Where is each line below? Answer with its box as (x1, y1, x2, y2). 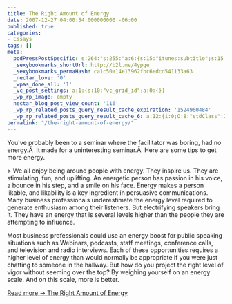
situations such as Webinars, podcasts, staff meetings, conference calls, (7, 238, 214, 247)
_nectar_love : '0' (13, 74, 67, 82)
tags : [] (7, 42, 32, 49)
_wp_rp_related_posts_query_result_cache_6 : (13, 113, 144, 120)
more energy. (7, 153, 46, 161)
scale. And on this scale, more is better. (7, 275, 119, 283)
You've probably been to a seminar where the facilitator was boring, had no (7, 138, 222, 146)
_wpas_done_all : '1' (13, 81, 72, 88)
